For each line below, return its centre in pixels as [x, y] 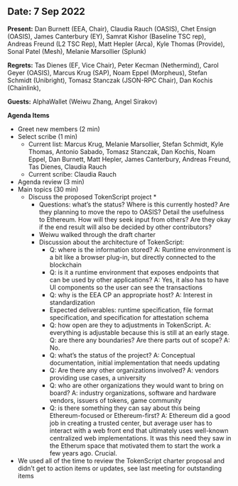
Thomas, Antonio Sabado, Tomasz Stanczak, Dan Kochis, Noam [121, 151]
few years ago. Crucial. [83, 453]
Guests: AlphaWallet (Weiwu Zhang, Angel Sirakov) [82, 101]
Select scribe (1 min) [48, 136]
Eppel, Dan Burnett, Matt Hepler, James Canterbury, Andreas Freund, [129, 159]
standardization [72, 302]
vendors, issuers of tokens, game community [115, 400]
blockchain [65, 265]
